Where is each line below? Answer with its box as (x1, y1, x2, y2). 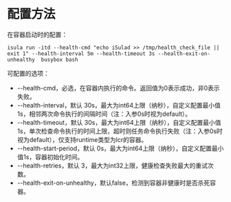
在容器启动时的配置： (7, 30, 67, 39)
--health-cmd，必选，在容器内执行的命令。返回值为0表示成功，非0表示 (16, 83, 220, 92)
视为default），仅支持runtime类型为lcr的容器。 (16, 135, 148, 143)
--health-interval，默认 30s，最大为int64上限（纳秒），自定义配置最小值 (16, 101, 221, 109)
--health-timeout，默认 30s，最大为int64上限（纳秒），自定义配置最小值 (16, 118, 221, 126)
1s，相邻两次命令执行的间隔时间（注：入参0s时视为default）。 (16, 110, 192, 118)
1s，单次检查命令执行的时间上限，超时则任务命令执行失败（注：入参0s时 (16, 127, 223, 135)
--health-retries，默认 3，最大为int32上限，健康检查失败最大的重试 (16, 161, 208, 170)
